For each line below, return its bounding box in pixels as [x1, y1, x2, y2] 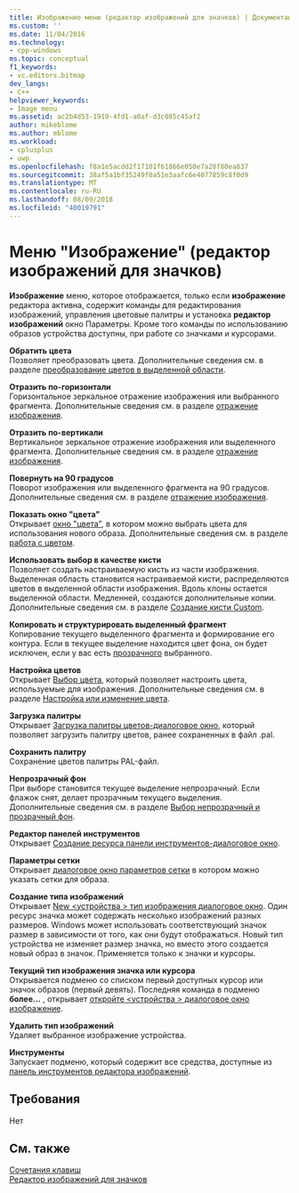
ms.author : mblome [9, 129, 77, 138]
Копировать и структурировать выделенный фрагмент [9, 619, 227, 629]
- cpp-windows [9, 46, 62, 55]
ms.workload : [9, 137, 58, 146]
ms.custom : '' [9, 21, 62, 30]
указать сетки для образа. [9, 873, 109, 884]
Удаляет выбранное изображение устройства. [9, 1029, 187, 1040]
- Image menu [9, 104, 58, 113]
